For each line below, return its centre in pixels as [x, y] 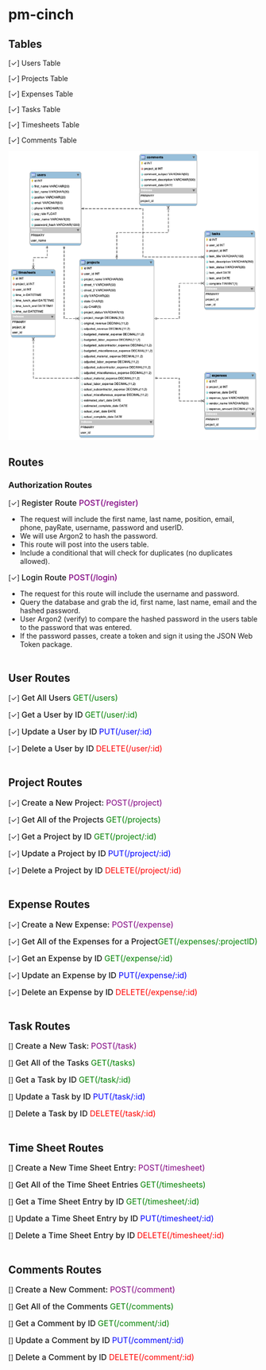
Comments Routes [55, 1269]
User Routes [39, 678]
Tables [25, 44]
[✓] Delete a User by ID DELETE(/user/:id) [85, 749]
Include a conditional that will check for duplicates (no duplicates [126, 553]
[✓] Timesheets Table [44, 125]
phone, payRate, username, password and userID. [102, 527]
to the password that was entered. [76, 628]
